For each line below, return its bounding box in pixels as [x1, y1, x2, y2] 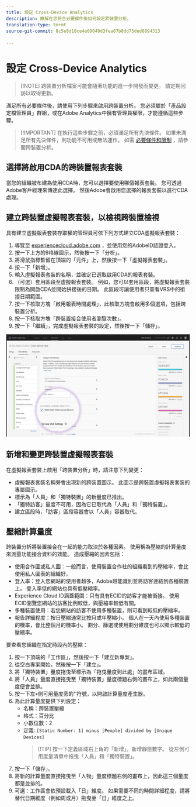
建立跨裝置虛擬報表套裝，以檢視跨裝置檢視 [6, 212, 159, 222]
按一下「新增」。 [14, 263, 54, 270]
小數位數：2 [23, 720, 52, 727]
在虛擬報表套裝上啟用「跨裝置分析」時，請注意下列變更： [6, 466, 144, 473]
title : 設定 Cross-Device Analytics [6, 9, 93, 15]
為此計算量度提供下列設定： [14, 698, 82, 705]
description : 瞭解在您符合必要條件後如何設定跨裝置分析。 [6, 15, 131, 22]
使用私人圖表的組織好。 [14, 571, 71, 578]
